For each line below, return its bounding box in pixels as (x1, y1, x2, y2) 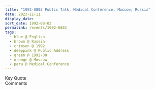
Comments (5, 80, 28, 86)
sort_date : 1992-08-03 (5, 21, 52, 26)
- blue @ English (9, 35, 45, 40)
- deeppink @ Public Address (9, 48, 69, 53)
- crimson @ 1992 (9, 44, 45, 48)
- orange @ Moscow (9, 57, 48, 62)
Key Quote (5, 75, 27, 81)
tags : (5, 30, 16, 35)
